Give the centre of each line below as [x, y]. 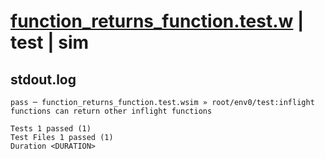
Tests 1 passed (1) [51, 129]
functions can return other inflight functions [111, 111]
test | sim [50, 42]
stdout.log [43, 79]
